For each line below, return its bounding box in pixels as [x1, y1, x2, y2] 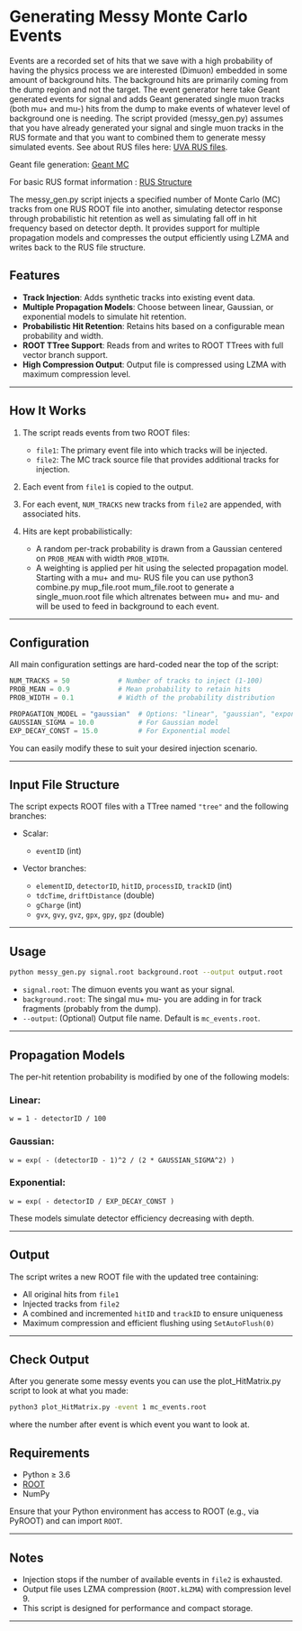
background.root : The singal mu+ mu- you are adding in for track [22, 994, 262, 1004]
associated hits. [22, 508, 81, 519]
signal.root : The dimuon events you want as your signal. [22, 985, 235, 995]
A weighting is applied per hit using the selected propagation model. [35, 562, 289, 573]
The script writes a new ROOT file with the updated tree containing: [9, 1271, 259, 1282]
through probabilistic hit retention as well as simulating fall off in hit [9, 213, 258, 224]
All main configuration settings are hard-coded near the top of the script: [9, 659, 279, 670]
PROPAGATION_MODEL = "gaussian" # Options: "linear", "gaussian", [9, 710, 268, 719]
